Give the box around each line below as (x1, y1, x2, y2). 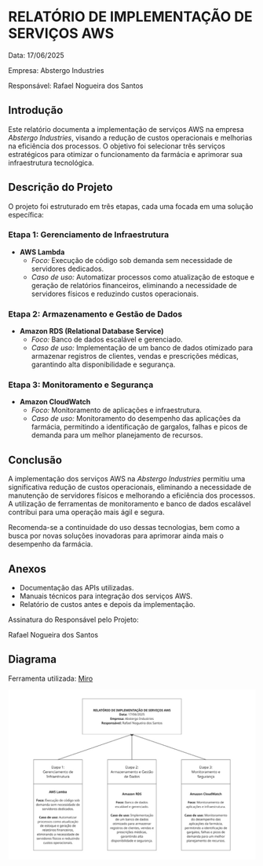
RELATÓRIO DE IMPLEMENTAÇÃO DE (8, 8, 253, 26)
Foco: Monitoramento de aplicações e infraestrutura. (31, 405, 202, 415)
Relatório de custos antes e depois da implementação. (19, 600, 195, 609)
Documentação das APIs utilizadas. (19, 583, 135, 593)
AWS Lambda (19, 247, 65, 257)
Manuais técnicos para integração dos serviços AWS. (19, 591, 193, 601)
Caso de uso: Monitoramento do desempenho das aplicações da (31, 414, 241, 423)
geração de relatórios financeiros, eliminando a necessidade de (31, 280, 237, 290)
